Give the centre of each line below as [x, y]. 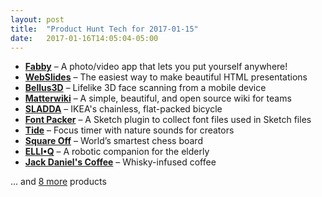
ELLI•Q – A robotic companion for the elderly [117, 152]
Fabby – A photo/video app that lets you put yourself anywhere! [156, 67]
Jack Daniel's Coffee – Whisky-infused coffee [120, 162]
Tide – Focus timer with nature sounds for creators [129, 130]
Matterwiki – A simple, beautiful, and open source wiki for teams [158, 98]
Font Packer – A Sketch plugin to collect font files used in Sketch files [168, 120]
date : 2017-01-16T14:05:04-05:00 [84, 38]
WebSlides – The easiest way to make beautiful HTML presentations [166, 77]
